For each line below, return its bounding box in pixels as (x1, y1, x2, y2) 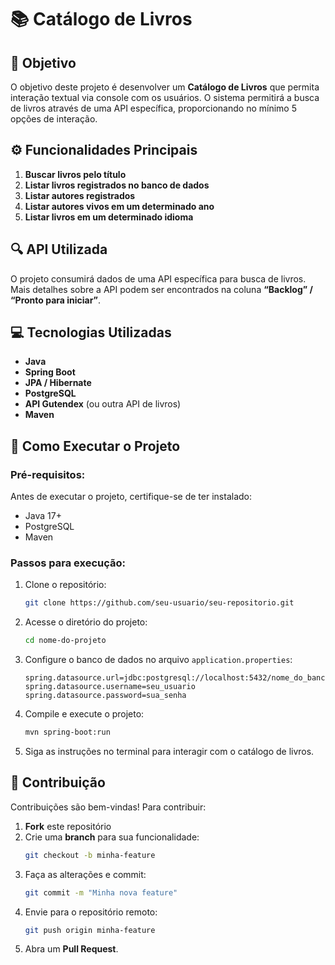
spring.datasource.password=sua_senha (24, 691, 187, 701)
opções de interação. (10, 113, 98, 125)
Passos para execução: (10, 556, 126, 570)
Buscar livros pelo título (24, 168, 127, 180)
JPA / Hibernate (24, 377, 92, 389)
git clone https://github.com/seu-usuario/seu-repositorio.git (24, 598, 295, 608)
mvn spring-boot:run (24, 727, 111, 738)
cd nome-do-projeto (24, 636, 107, 646)
